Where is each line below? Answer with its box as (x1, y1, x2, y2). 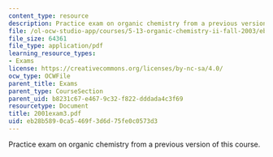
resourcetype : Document (8, 102, 89, 110)
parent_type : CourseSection (8, 87, 104, 95)
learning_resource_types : (8, 49, 96, 57)
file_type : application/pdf (8, 42, 104, 50)
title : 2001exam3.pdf (8, 110, 82, 118)
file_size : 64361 (8, 34, 67, 43)
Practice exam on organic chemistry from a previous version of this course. (8, 139, 261, 149)
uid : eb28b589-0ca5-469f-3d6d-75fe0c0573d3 (8, 117, 158, 125)
